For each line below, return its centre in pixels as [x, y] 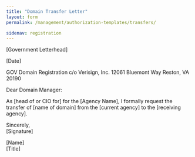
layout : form [22, 17]
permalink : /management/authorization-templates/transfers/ [81, 22]
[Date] [14, 61]
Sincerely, [18, 125]
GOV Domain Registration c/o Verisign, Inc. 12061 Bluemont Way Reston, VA [98, 72]
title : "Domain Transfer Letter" [47, 11]
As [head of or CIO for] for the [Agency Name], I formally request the [89, 101]
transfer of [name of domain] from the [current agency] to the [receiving [93, 107]
